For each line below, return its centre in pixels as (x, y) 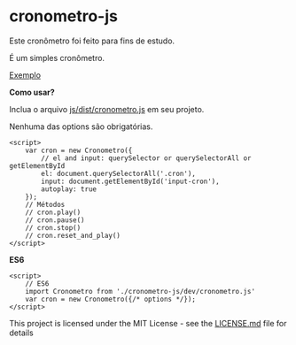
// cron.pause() (55, 220)
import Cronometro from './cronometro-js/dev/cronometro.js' (140, 291)
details (21, 333)
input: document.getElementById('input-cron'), (130, 181)
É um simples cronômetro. (57, 57)
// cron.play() (53, 212)
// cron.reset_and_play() (73, 235)
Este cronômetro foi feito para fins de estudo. (92, 41)
